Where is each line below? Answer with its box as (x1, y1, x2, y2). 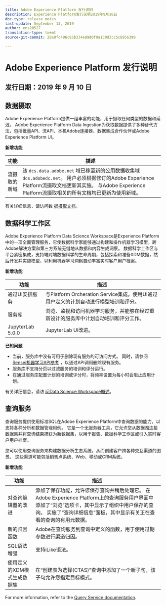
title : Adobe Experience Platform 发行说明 (5, 7, 93, 12)
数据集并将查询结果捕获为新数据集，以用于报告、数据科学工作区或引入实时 (5, 431, 157, 437)
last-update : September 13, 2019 (5, 21, 74, 26)
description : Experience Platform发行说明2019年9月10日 (5, 12, 118, 17)
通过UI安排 (7, 291, 33, 298)
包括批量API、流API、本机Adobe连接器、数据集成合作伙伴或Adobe (13, 128, 150, 134)
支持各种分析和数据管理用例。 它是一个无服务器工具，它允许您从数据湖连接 (5, 424, 158, 430)
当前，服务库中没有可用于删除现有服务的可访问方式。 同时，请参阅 (12, 353, 148, 359)
